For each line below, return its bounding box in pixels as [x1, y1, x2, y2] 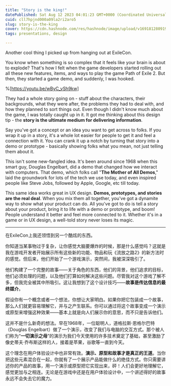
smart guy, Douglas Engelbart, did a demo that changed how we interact [5, 164, 157, 170]
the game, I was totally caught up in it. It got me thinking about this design [5, 112, 160, 118]
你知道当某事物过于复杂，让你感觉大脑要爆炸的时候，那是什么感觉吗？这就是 [5, 243, 166, 249]
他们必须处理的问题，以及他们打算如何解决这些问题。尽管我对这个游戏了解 [5, 273, 161, 279]
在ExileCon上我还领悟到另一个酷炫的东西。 [5, 232, 95, 238]
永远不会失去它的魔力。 [5, 375, 54, 381]
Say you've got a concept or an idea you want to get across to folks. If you [5, 127, 161, 133]
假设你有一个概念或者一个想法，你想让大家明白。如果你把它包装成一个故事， [5, 296, 166, 302]
